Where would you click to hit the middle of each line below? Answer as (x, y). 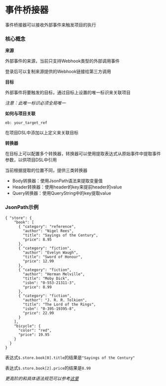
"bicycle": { (27, 326)
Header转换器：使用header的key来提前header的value (67, 187)
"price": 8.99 (37, 287)
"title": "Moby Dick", (46, 278)
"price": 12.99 (39, 261)
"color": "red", (35, 330)
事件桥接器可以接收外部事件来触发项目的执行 (51, 25)
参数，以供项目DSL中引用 (31, 160)
